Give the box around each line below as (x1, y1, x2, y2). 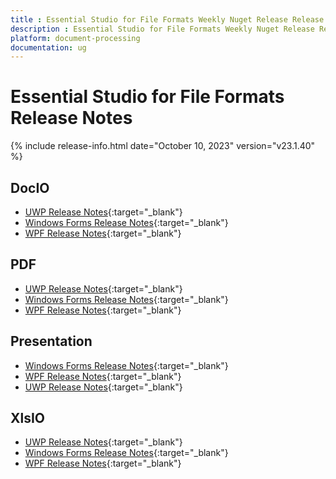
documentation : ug (10, 42, 87, 53)
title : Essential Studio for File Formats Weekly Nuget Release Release (10, 14, 325, 25)
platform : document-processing (10, 33, 141, 43)
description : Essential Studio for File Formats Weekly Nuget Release (10, 24, 315, 34)
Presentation (10, 333, 93, 350)
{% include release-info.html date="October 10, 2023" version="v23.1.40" (10, 140, 316, 152)
